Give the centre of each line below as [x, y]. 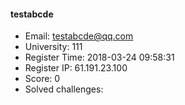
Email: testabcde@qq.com [79, 36]
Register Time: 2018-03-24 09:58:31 [99, 57]
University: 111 [53, 47]
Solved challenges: [64, 89]
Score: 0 [42, 79]
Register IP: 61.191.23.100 [76, 68]
